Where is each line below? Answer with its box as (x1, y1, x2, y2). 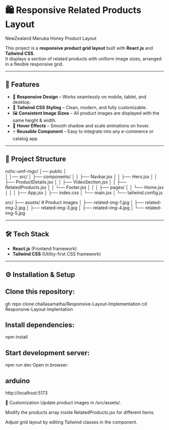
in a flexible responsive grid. (5, 61, 64, 67)
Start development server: (5, 349, 90, 357)
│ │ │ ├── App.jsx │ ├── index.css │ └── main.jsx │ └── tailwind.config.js (5, 190, 163, 196)
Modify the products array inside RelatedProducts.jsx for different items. (5, 409, 155, 415)
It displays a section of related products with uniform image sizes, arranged (5, 55, 162, 61)
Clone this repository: (5, 288, 75, 296)
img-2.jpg (5, 205, 26, 211)
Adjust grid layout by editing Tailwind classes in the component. (5, 419, 137, 425)
